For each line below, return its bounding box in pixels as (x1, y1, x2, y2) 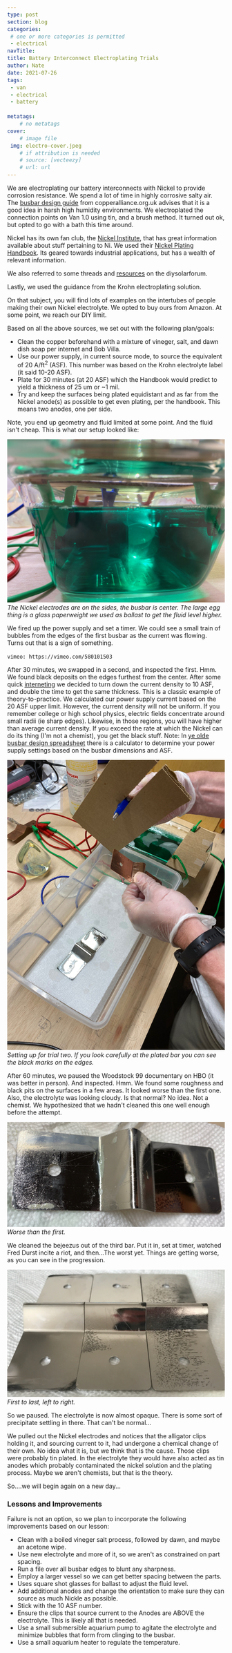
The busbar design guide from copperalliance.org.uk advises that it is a (7, 199, 211, 206)
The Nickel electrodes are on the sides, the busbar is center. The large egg (7, 603, 221, 611)
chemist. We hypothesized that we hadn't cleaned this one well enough (7, 1101, 211, 1109)
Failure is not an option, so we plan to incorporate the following (7, 1514, 186, 1522)
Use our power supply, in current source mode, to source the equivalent (17, 352, 222, 360)
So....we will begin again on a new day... (7, 1482, 121, 1490)
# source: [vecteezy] (19, 157, 81, 164)
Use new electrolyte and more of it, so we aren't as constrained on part (17, 1550, 220, 1558)
